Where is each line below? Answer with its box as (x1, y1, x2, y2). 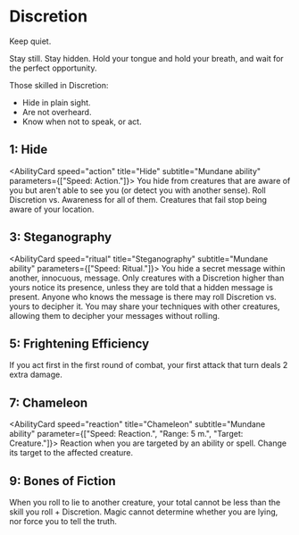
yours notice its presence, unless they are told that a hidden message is (9, 281, 274, 292)
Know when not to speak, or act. (21, 116, 142, 127)
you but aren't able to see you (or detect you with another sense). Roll (9, 185, 266, 196)
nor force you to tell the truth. (9, 516, 118, 526)
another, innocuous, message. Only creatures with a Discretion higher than (9, 272, 285, 283)
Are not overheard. (21, 106, 92, 117)
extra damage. (9, 369, 62, 380)
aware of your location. (9, 204, 95, 214)
